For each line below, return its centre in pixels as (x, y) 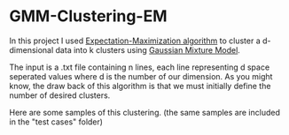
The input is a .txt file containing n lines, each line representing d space (140, 67)
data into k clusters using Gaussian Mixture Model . (148, 49)
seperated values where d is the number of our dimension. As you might (141, 76)
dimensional (31, 49)
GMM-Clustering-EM (88, 16)
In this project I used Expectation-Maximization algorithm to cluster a (135, 41)
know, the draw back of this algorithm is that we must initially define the (140, 86)
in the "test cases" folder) (56, 122)
